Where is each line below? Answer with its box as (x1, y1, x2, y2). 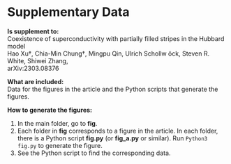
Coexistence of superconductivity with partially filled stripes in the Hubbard (7, 34, 225, 42)
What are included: (7, 77, 64, 85)
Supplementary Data (7, 4, 131, 20)
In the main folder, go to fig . (17, 119, 98, 127)
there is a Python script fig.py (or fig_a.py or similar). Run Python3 (17, 133, 208, 142)
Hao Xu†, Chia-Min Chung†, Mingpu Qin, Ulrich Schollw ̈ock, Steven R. (7, 49, 210, 58)
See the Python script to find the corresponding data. (17, 149, 171, 157)
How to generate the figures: (7, 106, 93, 114)
